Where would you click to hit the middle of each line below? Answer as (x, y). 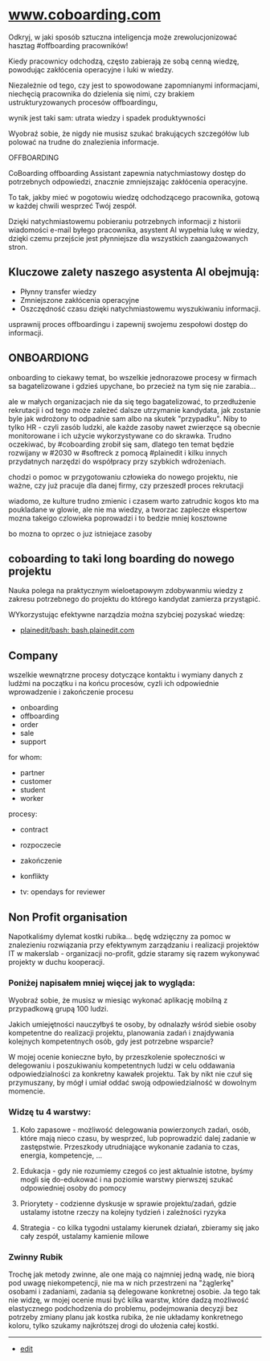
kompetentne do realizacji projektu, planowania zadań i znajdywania (121, 1033)
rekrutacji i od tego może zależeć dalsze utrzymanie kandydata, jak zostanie (135, 410)
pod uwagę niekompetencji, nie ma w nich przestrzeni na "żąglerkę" (121, 1282)
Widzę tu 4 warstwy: (50, 1112)
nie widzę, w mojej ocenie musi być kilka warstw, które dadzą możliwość (129, 1300)
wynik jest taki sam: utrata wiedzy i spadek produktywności (107, 117)
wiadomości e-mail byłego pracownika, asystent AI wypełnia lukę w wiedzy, (134, 230)
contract (34, 830)
